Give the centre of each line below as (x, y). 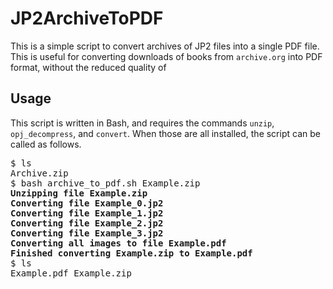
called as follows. (46, 144)
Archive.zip (39, 173)
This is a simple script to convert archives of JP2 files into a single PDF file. (165, 46)
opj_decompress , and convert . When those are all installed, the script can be (165, 133)
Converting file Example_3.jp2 (87, 233)
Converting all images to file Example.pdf (118, 243)
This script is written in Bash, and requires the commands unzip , (142, 123)
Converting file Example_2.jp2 (87, 223)
